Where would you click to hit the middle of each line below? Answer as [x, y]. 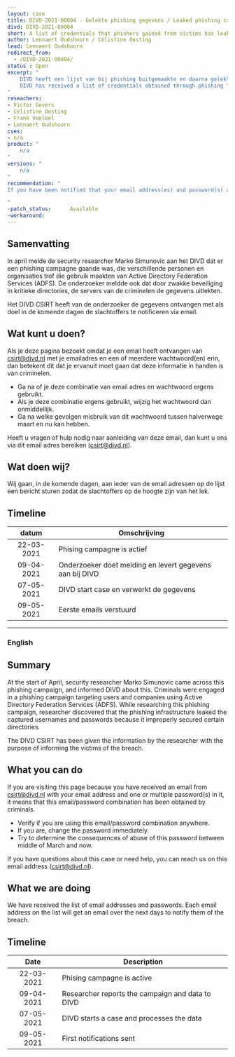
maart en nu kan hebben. [54, 424]
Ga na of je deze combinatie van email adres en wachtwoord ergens [115, 386]
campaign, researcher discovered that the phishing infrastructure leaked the [117, 712]
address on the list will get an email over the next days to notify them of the [116, 913]
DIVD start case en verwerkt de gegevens [127, 590]
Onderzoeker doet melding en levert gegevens [135, 565]
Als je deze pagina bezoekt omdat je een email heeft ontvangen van [105, 351]
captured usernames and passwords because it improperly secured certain [116, 719]
